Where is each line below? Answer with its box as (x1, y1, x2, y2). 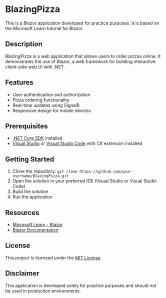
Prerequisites (5, 121, 48, 130)
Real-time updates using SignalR (12, 102, 80, 108)
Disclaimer (5, 269, 39, 278)
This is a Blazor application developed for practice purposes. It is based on (5, 20, 159, 26)
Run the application (12, 194, 52, 200)
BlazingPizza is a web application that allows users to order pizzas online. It (5, 53, 161, 59)
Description (5, 40, 42, 48)
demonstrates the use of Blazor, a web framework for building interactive (5, 58, 156, 64)
